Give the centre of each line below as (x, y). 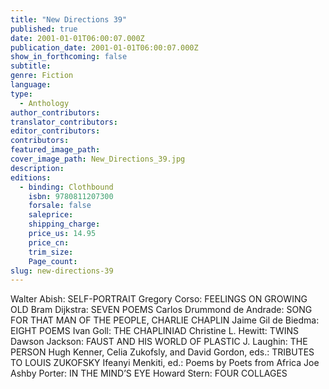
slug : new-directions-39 (62, 271)
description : (37, 168)
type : (21, 94)
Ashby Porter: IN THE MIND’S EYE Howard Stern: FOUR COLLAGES (149, 373)
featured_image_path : (55, 150)
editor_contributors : (55, 131)
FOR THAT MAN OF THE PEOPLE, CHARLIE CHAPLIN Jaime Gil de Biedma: (165, 320)
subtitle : (31, 66)
